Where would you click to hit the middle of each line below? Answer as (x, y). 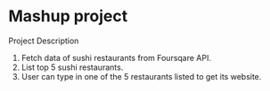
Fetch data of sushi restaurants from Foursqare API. (116, 57)
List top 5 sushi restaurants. (72, 67)
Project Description (44, 41)
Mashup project (68, 16)
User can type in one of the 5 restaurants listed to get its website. (141, 76)
